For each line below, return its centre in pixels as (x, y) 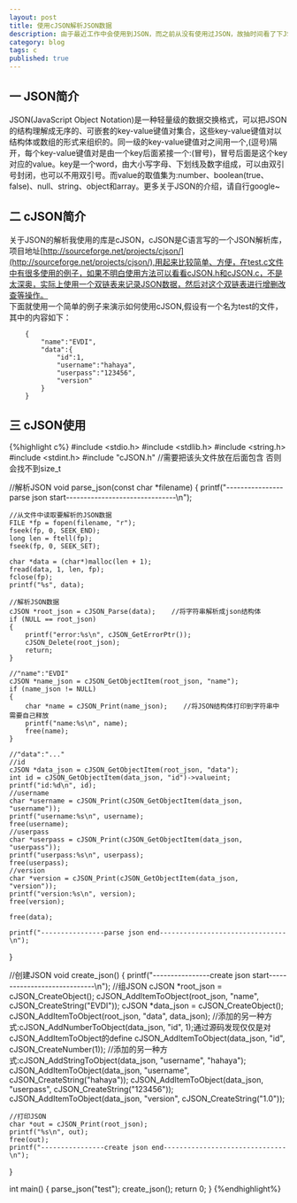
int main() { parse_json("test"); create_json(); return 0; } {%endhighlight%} (145, 1189)
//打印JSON (28, 1117)
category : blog (37, 42)
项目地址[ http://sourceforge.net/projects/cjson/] (96, 251)
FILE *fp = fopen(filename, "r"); (73, 524)
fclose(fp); (31, 578)
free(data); (31, 918)
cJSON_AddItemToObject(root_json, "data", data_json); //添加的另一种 (137, 1016)
